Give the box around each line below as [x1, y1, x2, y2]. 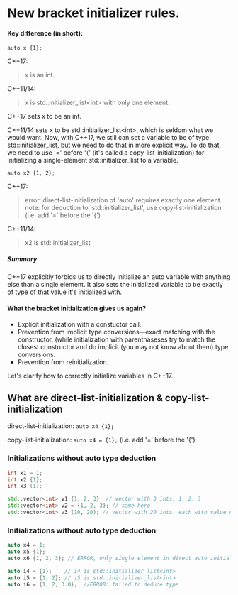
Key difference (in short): [7, 28, 84, 37]
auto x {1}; [7, 45, 42, 52]
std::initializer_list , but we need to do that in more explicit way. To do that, [7, 141, 222, 150]
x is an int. [24, 71, 55, 80]
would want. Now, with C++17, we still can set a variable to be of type [7, 133, 210, 142]
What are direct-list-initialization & [7, 392, 163, 404]
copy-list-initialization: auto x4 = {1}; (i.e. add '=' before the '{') [7, 435, 196, 444]
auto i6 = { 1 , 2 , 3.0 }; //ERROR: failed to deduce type [7, 581, 179, 588]
